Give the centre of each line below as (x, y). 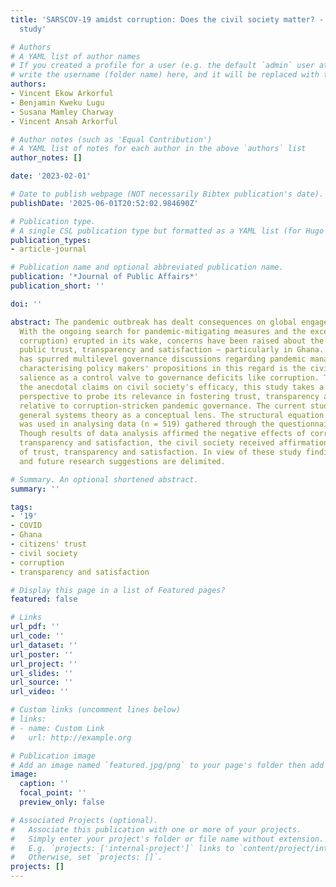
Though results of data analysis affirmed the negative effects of (163, 434)
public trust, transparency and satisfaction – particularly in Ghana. (172, 350)
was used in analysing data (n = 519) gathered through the (147, 424)
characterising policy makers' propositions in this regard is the (163, 369)
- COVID (26, 526)
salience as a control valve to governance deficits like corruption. (169, 378)
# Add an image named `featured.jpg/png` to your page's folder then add (167, 765)
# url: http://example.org (71, 737)
